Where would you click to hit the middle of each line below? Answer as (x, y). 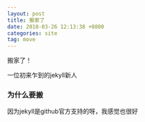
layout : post (26, 14)
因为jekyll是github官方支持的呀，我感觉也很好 (72, 112)
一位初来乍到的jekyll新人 (42, 75)
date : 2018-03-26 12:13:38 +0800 (56, 26)
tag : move (22, 40)
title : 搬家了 (26, 20)
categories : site (32, 33)
